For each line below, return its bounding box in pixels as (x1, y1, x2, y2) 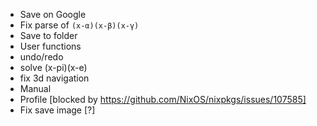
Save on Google (19, 9, 87, 20)
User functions (19, 40, 82, 52)
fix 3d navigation (19, 72, 90, 84)
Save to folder (19, 30, 78, 41)
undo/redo (19, 51, 64, 63)
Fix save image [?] (19, 104, 96, 116)
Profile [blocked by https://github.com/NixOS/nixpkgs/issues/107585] (19, 94, 307, 105)
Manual (19, 83, 52, 94)
